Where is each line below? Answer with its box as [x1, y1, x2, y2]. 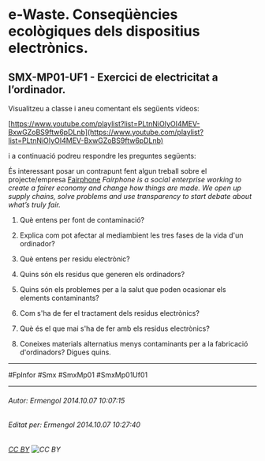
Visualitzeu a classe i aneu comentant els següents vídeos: [8, 104, 200, 113]
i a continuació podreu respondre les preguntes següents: [8, 152, 196, 160]
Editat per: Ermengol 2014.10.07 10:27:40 [8, 420, 140, 429]
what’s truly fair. [8, 200, 62, 209]
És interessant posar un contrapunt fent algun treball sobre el [8, 167, 207, 175]
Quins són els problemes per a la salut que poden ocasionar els [19, 285, 226, 294]
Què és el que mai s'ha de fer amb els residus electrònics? [19, 324, 211, 333]
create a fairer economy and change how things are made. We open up [8, 183, 242, 193]
